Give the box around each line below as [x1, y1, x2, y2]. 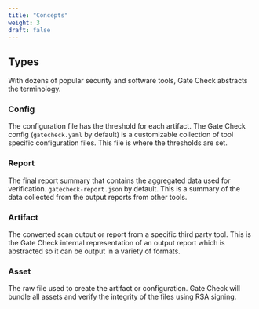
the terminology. [8, 84, 61, 94]
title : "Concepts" [8, 11, 68, 20]
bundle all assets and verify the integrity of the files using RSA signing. [8, 292, 237, 302]
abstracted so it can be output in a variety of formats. [8, 246, 181, 256]
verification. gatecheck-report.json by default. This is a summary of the [8, 184, 241, 193]
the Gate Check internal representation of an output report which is [8, 238, 225, 248]
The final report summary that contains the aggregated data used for [8, 176, 231, 185]
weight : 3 [8, 19, 41, 27]
